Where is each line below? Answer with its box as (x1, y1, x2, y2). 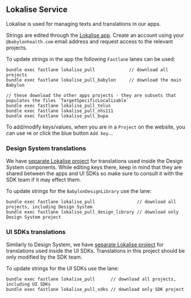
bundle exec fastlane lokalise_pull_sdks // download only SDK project (6, 287, 184, 293)
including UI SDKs (6, 282, 51, 287)
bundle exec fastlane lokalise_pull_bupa (6, 113, 109, 119)
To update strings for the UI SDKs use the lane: (6, 265, 119, 272)
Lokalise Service (6, 5, 68, 15)
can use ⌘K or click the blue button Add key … (6, 129, 113, 137)
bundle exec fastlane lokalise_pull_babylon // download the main (6, 77, 182, 83)
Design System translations (6, 144, 86, 152)
